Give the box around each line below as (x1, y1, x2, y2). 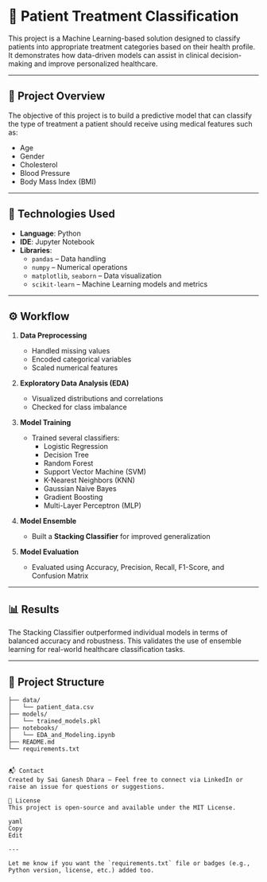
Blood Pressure (19, 168, 71, 178)
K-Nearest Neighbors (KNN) (43, 475, 135, 485)
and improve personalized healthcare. (33, 59, 158, 68)
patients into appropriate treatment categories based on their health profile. (8, 41, 256, 51)
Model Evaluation (19, 547, 79, 556)
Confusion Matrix (31, 571, 89, 580)
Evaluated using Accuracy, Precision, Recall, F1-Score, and (31, 563, 225, 572)
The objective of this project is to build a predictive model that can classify (8, 111, 253, 120)
